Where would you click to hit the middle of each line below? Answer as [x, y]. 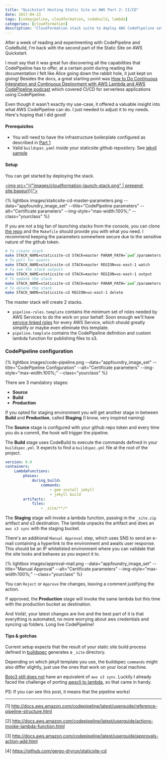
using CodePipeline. [26, 95]
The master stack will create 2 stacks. [44, 302]
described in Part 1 [32, 143]
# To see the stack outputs [34, 270]
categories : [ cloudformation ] [37, 24]
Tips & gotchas [21, 636]
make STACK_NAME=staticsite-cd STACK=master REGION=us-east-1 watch [78, 265]
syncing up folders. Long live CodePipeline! [50, 624]
